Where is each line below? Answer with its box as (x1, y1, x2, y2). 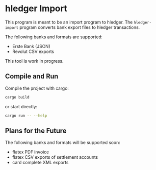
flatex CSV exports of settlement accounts (12, 154, 98, 160)
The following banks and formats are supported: (5, 34, 103, 40)
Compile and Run (5, 72, 59, 81)
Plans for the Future (5, 126, 67, 135)
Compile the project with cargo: (5, 85, 69, 91)
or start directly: (5, 103, 38, 109)
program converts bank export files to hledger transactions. (19, 24, 140, 30)
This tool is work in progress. (5, 58, 64, 64)
